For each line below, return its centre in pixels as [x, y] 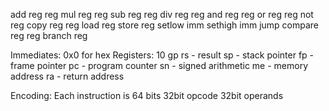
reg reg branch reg [49, 35]
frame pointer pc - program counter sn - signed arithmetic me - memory [159, 65]
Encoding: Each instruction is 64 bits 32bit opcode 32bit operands [147, 95]
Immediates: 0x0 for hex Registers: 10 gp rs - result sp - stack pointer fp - [162, 55]
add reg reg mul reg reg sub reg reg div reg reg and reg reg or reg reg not [162, 14]
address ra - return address [67, 76]
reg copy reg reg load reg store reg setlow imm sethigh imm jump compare [165, 25]
